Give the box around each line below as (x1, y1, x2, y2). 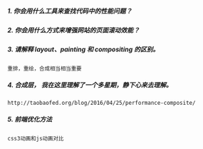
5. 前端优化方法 (7, 115, 52, 124)
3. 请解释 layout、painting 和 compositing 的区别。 (7, 45, 160, 53)
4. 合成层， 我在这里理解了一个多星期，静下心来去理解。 (7, 81, 172, 89)
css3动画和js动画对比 (7, 135, 64, 142)
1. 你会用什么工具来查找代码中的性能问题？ (7, 6, 132, 15)
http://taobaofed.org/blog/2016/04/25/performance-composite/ (7, 99, 196, 106)
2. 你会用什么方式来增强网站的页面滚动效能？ (7, 26, 140, 34)
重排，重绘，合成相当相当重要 (7, 65, 82, 72)
